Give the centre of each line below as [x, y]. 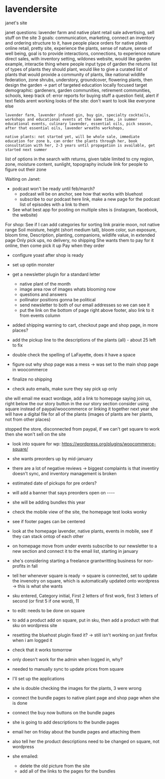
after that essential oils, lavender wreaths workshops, [65, 128]
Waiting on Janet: [23, 179]
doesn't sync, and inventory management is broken [64, 473]
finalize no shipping [32, 379]
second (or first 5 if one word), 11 [46, 601]
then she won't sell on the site [35, 434]
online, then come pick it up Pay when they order [55, 245]
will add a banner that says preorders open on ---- [64, 492]
